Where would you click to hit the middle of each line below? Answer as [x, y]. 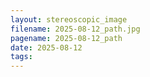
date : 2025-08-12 [46, 47]
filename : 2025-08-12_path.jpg [75, 29]
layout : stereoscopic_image [69, 19]
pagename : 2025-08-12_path [66, 38]
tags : [21, 57]
